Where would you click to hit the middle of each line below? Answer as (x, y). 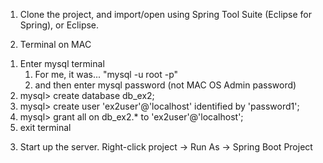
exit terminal (45, 127)
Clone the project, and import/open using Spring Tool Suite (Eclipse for (166, 14)
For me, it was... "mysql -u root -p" (106, 74)
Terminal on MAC (55, 44)
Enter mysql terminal (62, 63)
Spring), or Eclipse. (59, 25)
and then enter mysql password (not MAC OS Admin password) (165, 85)
